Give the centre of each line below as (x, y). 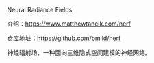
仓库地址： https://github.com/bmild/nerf (64, 38)
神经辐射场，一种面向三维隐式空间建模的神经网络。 (79, 52)
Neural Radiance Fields (40, 10)
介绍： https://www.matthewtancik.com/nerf (69, 24)
